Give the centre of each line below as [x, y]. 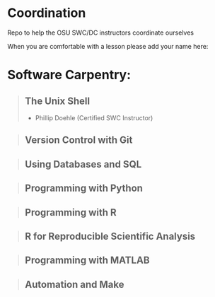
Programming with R [70, 212]
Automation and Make [75, 284]
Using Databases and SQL [83, 164]
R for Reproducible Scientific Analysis [110, 236]
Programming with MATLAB [87, 261]
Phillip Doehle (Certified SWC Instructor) [94, 117]
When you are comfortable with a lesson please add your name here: [108, 46]
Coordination [47, 13]
